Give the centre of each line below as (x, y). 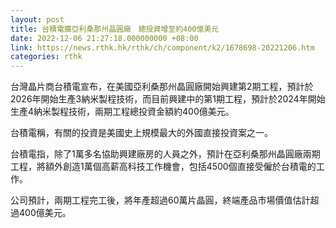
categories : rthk (46, 57)
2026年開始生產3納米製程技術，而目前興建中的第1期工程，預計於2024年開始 (168, 99)
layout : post (37, 19)
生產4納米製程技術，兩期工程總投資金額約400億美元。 (122, 112)
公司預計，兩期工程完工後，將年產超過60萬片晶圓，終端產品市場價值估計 (160, 200)
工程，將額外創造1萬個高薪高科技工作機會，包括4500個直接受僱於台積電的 (163, 167)
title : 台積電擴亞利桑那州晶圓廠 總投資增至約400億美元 (115, 29)
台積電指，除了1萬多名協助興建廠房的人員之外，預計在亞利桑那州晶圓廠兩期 (165, 154)
